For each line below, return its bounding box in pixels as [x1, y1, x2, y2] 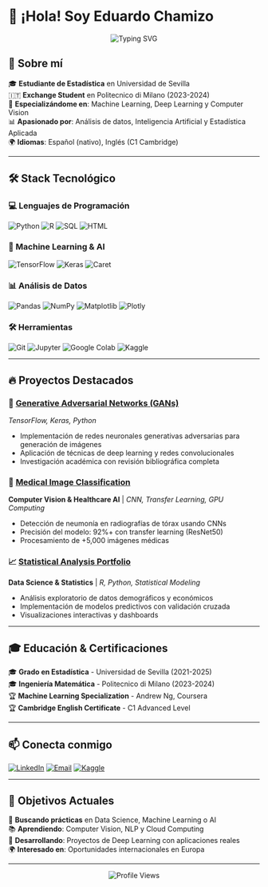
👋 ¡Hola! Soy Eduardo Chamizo [8, 7, 214, 26]
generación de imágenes [19, 440, 102, 449]
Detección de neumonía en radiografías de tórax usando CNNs [19, 519, 227, 529]
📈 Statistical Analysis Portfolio [8, 556, 132, 567]
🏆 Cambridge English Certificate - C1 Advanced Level [8, 703, 191, 713]
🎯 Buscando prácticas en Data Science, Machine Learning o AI [8, 815, 217, 825]
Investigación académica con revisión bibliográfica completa [19, 457, 219, 466]
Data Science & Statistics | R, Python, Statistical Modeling [8, 577, 201, 587]
